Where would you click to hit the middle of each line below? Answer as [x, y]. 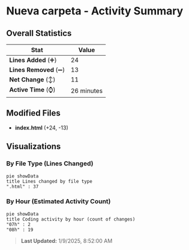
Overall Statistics [39, 33]
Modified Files [34, 113]
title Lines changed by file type [49, 181]
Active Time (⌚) [32, 90]
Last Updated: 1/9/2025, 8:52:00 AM [67, 240]
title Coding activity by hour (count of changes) [71, 219]
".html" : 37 [22, 186]
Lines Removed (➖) [37, 70]
